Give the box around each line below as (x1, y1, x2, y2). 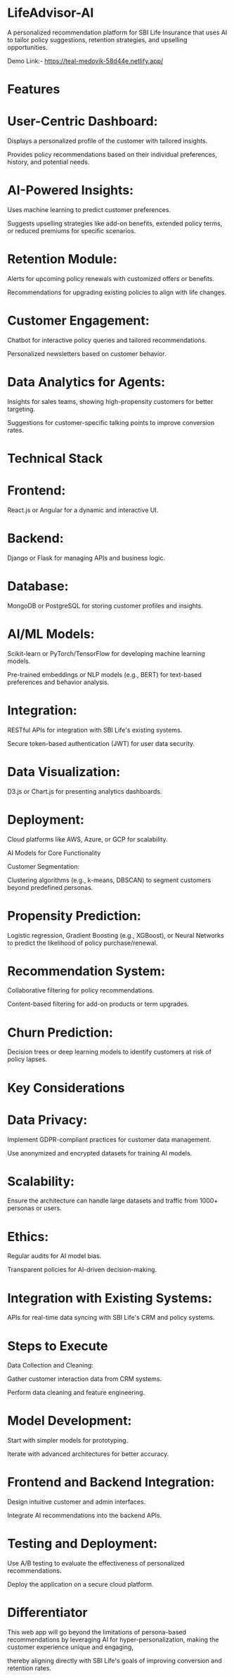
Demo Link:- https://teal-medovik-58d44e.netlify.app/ (7, 56, 164, 65)
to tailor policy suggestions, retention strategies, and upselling (7, 35, 188, 44)
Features (7, 81, 60, 98)
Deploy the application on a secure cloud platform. (7, 1580, 154, 1589)
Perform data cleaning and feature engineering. (7, 1389, 145, 1397)
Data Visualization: (7, 763, 121, 780)
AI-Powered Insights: (7, 183, 134, 198)
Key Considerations (7, 1080, 125, 1096)
